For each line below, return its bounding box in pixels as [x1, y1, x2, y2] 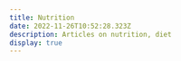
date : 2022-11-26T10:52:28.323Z [9, 22, 131, 30]
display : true [9, 38, 63, 48]
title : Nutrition [9, 13, 75, 22]
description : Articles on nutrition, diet [9, 30, 172, 39]
